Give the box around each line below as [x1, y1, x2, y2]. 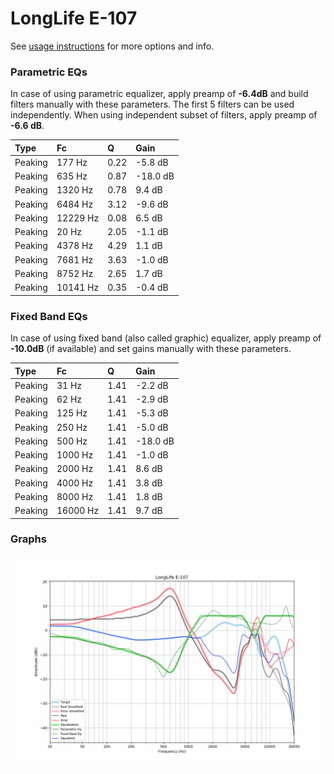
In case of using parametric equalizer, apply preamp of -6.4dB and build [10, 88, 309, 100]
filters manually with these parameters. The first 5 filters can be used [10, 98, 295, 111]
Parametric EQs [10, 65, 88, 79]
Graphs [10, 532, 47, 546]
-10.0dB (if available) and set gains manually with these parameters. [10, 343, 292, 355]
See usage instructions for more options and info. [10, 40, 215, 52]
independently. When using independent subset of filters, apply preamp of [10, 109, 318, 121]
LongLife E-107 [10, 7, 138, 30]
